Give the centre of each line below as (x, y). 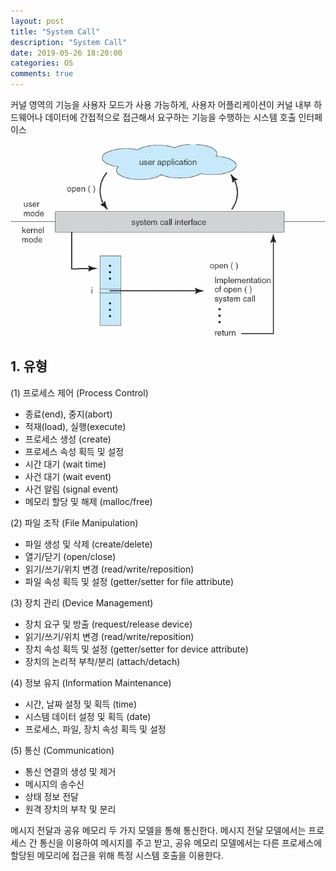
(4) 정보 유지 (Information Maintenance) (91, 682)
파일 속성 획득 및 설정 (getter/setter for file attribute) (129, 581)
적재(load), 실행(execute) (75, 426)
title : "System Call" (55, 31)
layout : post (37, 21)
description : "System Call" (69, 42)
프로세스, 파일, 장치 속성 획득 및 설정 (95, 729)
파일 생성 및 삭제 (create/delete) (88, 544)
